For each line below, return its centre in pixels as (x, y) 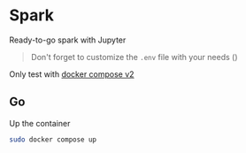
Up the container (40, 123)
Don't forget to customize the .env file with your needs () (134, 57)
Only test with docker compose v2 (72, 74)
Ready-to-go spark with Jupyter (68, 40)
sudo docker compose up (53, 139)
